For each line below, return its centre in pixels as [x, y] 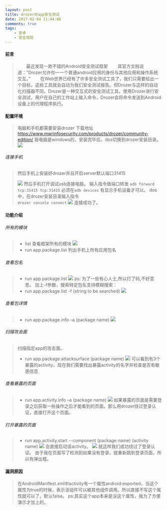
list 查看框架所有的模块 [48, 244]
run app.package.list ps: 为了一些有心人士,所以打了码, [83, 279]
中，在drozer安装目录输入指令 [48, 196]
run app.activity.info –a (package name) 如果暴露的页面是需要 [91, 400]
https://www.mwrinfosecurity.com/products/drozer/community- [83, 134]
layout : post [19, 10]
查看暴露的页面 [20, 383]
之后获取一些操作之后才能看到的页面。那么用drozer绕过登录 [90, 406]
